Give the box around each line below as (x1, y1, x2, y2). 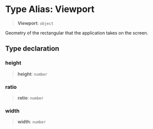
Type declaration (5, 44, 59, 53)
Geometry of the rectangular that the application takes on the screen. (5, 30, 148, 36)
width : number (17, 119, 46, 125)
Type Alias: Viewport (5, 4, 95, 15)
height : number (17, 71, 48, 77)
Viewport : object (17, 20, 54, 26)
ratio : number (17, 94, 44, 101)
